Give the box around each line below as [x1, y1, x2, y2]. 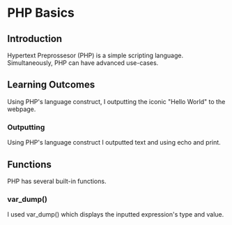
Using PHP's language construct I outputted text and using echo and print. [7, 138, 221, 147]
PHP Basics [7, 5, 75, 21]
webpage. [7, 105, 36, 113]
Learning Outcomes [7, 79, 95, 91]
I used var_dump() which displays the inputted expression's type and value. [7, 210, 224, 219]
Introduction [7, 33, 63, 45]
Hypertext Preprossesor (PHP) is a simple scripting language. [7, 51, 183, 59]
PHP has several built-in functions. [7, 177, 107, 185]
